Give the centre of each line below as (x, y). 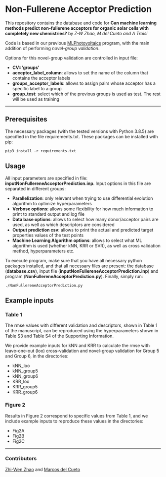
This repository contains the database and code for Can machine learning (81, 23)
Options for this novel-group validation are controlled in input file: (72, 58)
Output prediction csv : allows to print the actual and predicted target (83, 230)
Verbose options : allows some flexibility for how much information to (83, 209)
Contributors (21, 459)
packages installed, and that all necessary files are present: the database (80, 266)
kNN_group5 (25, 371)
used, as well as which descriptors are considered (63, 225)
